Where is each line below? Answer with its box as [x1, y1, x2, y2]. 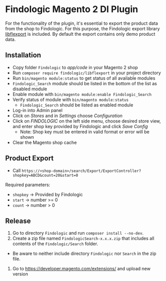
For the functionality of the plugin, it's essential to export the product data [5, 20, 158, 26]
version [12, 271, 29, 277]
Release [5, 216, 31, 225]
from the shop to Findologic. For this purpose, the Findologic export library [5, 25, 160, 31]
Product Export [5, 154, 54, 162]
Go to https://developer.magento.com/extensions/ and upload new [12, 266, 151, 272]
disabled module [12, 86, 47, 92]
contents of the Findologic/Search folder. [12, 241, 98, 247]
